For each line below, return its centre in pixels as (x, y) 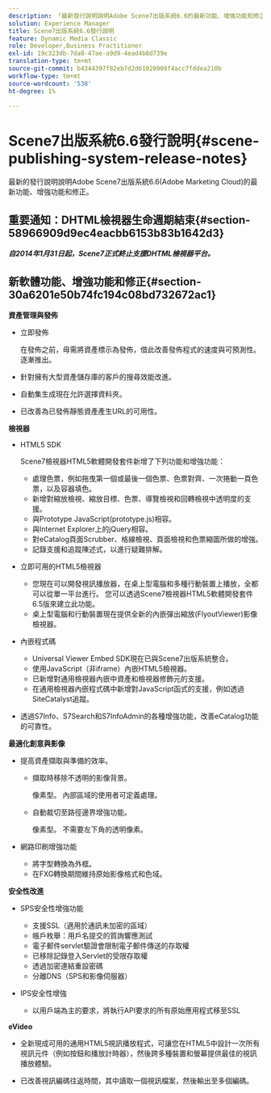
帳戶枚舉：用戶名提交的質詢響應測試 (92, 935)
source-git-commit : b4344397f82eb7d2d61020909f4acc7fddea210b (115, 69)
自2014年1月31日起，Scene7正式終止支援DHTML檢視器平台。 (112, 254)
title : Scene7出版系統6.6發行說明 (61, 31)
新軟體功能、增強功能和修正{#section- (105, 281)
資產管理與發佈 (33, 315)
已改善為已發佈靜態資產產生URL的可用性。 (91, 411)
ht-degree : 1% (32, 91)
